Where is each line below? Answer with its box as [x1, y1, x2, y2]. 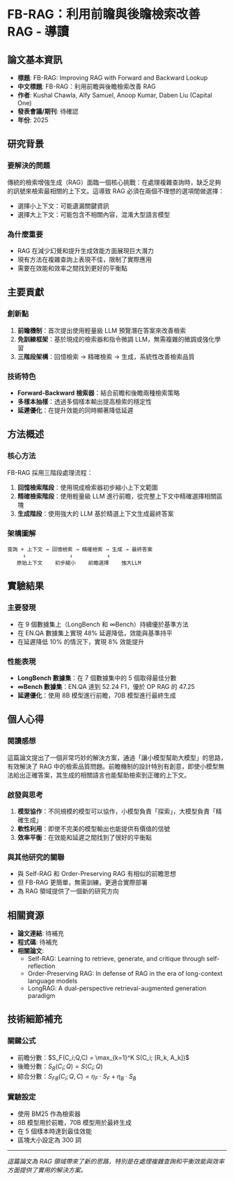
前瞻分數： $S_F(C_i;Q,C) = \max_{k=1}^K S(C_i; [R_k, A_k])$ [17, 1053, 190, 1061]
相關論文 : [17, 946, 44, 955]
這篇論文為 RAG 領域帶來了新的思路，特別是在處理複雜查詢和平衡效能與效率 [7, 1157, 225, 1165]
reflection [27, 962, 56, 970]
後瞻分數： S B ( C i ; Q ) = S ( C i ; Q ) [17, 1061, 103, 1072]
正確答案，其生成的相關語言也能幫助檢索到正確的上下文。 [25, 771, 190, 779]
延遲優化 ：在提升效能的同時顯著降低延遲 [17, 406, 134, 414]
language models [27, 977, 78, 985]
